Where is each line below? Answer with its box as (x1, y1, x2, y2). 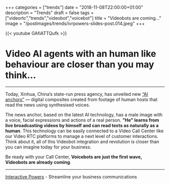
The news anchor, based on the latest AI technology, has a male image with (5, 112, 163, 118)
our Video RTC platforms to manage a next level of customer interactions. (5, 133, 158, 139)
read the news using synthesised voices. (5, 101, 90, 108)
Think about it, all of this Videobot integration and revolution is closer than (5, 138, 159, 144)
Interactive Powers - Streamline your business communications (5, 173, 138, 179)
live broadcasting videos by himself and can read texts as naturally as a (5, 122, 159, 128)
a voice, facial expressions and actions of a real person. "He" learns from (5, 117, 159, 123)
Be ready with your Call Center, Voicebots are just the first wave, (5, 154, 143, 160)
